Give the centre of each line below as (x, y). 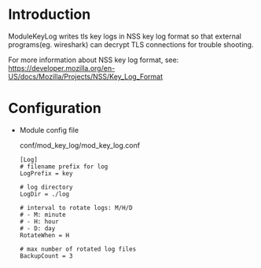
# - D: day (37, 228)
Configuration (55, 108)
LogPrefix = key (46, 173)
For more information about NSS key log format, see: (94, 60)
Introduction (50, 15)
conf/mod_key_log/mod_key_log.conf (79, 145)
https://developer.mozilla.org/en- (62, 68)
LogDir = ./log (44, 194)
